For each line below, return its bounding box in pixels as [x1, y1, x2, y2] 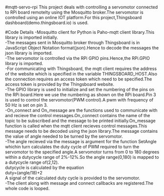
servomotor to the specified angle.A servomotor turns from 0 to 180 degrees [5, 149, 160, 155]
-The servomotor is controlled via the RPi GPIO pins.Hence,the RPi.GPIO [5, 55, 150, 61]
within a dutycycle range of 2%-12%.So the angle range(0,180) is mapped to [5, 154, 159, 160]
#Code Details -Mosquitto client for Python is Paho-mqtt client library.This [5, 29, 155, 35]
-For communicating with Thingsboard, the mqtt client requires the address [5, 66, 157, 72]
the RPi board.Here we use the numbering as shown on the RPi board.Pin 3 [5, 92, 157, 98]
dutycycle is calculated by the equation [5, 165, 84, 171]
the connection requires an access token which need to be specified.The [5, 76, 152, 82]
